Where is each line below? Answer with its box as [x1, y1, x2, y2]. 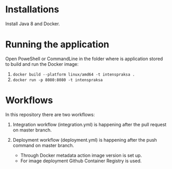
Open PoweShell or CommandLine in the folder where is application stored [5, 55, 163, 62]
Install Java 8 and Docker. [5, 21, 60, 27]
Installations [5, 4, 60, 15]
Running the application [5, 39, 109, 50]
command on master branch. [12, 142, 74, 148]
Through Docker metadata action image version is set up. [20, 152, 142, 158]
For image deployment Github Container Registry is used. [20, 158, 142, 164]
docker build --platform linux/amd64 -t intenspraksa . [12, 72, 135, 77]
